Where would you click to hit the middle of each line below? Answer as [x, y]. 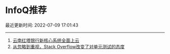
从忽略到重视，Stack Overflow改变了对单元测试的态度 [69, 46]
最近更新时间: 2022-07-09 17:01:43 [42, 25]
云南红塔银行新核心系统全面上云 [46, 40]
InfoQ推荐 [26, 10]
